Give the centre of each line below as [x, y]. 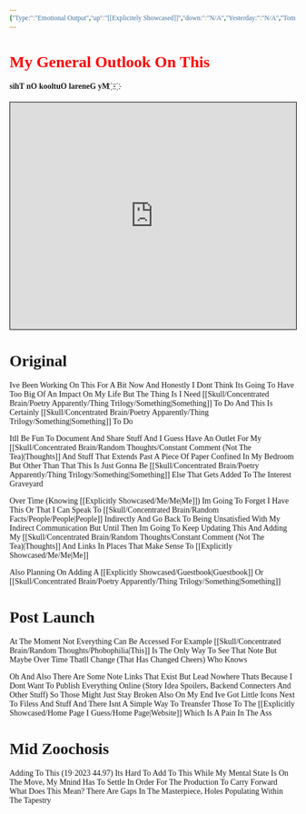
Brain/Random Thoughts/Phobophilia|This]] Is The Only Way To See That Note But [143, 650]
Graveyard [26, 483]
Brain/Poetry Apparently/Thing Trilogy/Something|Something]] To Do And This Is [141, 403]
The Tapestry [30, 800]
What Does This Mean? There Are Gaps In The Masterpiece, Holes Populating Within [146, 791]
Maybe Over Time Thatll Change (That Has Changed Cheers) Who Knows [128, 659]
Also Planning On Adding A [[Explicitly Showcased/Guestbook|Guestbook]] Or [137, 572]
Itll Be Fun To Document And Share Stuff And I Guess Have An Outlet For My [135, 438]
